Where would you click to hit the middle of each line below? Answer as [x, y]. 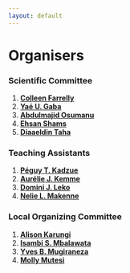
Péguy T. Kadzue [49, 170]
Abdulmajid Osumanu [57, 115]
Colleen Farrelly [47, 98]
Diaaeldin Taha [45, 132]
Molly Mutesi [42, 260]
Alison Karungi [45, 234]
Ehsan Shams [43, 124]
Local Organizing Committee [65, 217]
